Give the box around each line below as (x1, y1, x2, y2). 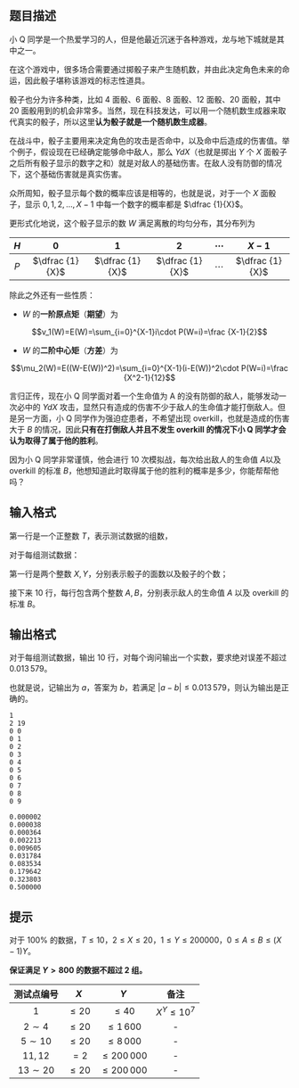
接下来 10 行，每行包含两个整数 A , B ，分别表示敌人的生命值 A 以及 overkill (9, 587, 279, 598)
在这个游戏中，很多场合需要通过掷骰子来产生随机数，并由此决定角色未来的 (9, 63, 282, 74)
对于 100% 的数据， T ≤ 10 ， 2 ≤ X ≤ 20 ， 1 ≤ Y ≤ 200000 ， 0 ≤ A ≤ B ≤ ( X (9, 935, 282, 945)
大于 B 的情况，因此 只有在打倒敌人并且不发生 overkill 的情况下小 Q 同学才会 (9, 424, 287, 434)
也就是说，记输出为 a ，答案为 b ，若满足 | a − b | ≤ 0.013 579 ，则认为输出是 (9, 682, 282, 693)
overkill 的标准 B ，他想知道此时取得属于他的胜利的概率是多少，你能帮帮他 (9, 465, 279, 475)
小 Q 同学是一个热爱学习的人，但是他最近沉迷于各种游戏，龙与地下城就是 (9, 34, 278, 45)
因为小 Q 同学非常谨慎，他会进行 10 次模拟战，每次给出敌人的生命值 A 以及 (9, 454, 282, 465)
